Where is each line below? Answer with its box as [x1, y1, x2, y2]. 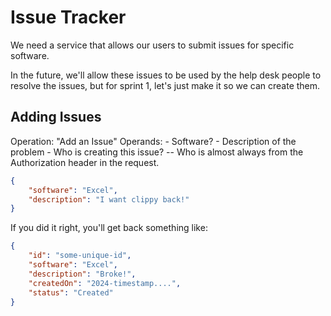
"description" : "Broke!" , [28, 269, 137, 279]
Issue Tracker [10, 6, 127, 29]
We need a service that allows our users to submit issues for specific [10, 39, 295, 51]
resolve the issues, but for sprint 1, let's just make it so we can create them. [10, 79, 321, 91]
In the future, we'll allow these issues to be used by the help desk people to [10, 69, 322, 81]
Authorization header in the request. [10, 156, 160, 168]
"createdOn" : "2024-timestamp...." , [28, 278, 182, 288]
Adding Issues [10, 109, 102, 126]
